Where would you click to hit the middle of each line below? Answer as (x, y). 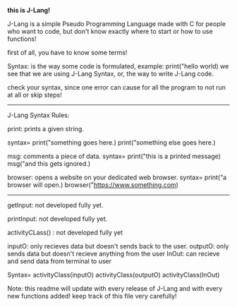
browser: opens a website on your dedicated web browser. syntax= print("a (117, 177)
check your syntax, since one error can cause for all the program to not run (116, 87)
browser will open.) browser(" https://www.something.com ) (93, 185)
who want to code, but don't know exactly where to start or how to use (110, 31)
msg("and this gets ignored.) (49, 164)
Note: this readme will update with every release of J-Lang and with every (115, 288)
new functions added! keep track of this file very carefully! (92, 296)
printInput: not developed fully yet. (57, 219)
